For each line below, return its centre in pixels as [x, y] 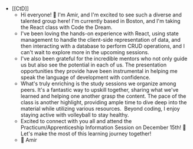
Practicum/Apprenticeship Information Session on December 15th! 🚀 [103, 127]
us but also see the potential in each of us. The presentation [94, 65]
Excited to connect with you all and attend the [76, 121]
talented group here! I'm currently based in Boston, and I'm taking [101, 21]
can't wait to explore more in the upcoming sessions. [85, 52]
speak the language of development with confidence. [85, 77]
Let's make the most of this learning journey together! [86, 134]
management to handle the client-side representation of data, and [101, 40]
